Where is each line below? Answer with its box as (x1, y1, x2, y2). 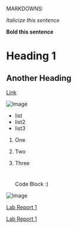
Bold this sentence (6, 28, 54, 35)
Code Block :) (14, 181, 49, 188)
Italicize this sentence (6, 17, 60, 23)
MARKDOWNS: (6, 5, 44, 12)
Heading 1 (6, 49, 57, 63)
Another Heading (6, 73, 72, 83)
